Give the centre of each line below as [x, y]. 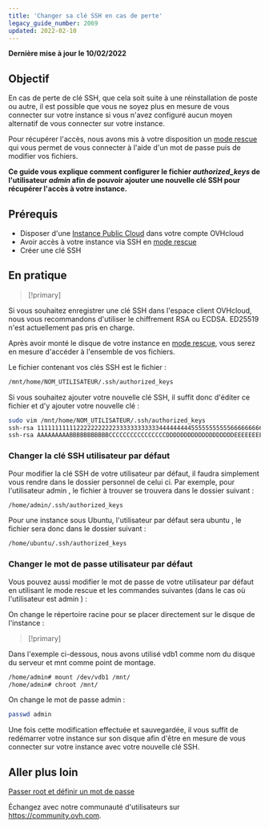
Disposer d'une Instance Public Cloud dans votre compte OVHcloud [132, 233]
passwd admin [30, 715]
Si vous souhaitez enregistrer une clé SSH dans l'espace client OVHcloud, [130, 310]
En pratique [38, 276]
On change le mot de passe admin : [67, 700]
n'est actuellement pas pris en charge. [72, 327]
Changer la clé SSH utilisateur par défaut [89, 456]
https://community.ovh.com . [55, 816]
